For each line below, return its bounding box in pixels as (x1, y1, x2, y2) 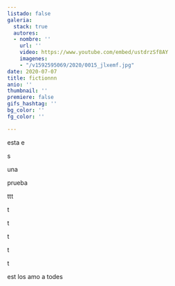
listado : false (7, 10, 51, 17)
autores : (13, 29, 39, 37)
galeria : (7, 17, 33, 24)
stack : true (13, 23, 48, 30)
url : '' (19, 42, 42, 49)
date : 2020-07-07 (7, 68, 57, 75)
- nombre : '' (13, 36, 51, 43)
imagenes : (19, 55, 48, 62)
